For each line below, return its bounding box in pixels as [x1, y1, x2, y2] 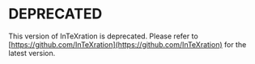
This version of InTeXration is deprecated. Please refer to [8, 31, 198, 41]
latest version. [8, 48, 56, 58]
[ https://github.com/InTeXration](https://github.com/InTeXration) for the [8, 39, 247, 49]
